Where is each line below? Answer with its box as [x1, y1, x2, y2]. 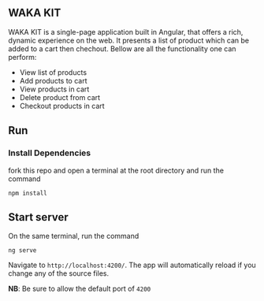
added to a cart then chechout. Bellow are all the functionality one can [8, 43, 236, 54]
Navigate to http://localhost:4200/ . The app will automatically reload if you [8, 260, 256, 270]
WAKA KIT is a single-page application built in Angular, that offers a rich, [8, 27, 244, 36]
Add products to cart [19, 76, 88, 85]
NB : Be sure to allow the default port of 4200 [8, 284, 151, 294]
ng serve [8, 247, 37, 255]
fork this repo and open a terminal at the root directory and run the [8, 165, 225, 175]
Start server [8, 210, 69, 224]
